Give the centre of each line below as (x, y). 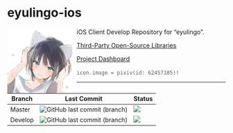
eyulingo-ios (44, 13)
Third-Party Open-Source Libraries (127, 45)
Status (143, 99)
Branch (22, 99)
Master (20, 109)
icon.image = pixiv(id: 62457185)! (128, 73)
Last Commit (84, 99)
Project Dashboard (103, 59)
